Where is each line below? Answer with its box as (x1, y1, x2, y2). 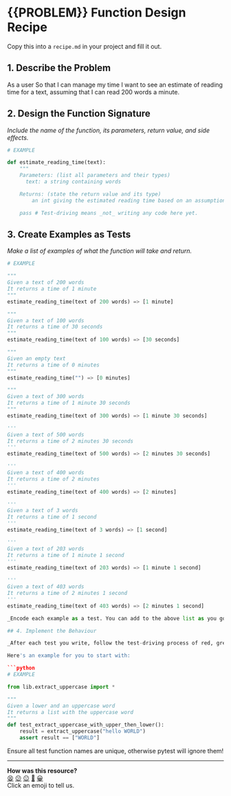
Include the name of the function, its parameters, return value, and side (7, 126, 210, 134)
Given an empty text (7, 355, 67, 362)
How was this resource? (7, 766, 78, 775)
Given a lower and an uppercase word (7, 702, 115, 709)
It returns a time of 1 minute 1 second (7, 552, 125, 558)
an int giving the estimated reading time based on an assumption (32, 197, 226, 204)
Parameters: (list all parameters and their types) (19, 172, 170, 179)
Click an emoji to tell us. (7, 781, 75, 789)
